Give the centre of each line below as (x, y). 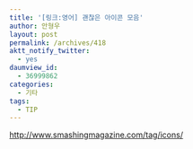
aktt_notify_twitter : (50, 51)
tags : (19, 101)
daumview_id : (34, 68)
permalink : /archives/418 (57, 43)
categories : (31, 84)
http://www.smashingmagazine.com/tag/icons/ (96, 135)
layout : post (34, 34)
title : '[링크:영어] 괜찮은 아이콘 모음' (76, 18)
